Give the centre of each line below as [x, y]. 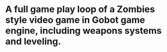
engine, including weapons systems [83, 31]
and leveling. [33, 42]
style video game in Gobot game [75, 20]
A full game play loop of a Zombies [80, 9]
